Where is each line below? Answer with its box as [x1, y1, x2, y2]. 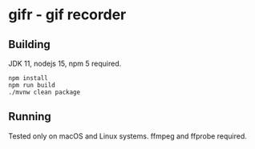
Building [8, 38, 51, 51]
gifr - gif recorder [8, 6, 127, 24]
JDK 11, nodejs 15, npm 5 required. [8, 58, 122, 68]
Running [8, 110, 52, 123]
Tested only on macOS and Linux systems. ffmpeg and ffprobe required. [8, 131, 247, 141]
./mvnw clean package [8, 88, 81, 96]
